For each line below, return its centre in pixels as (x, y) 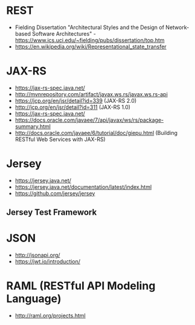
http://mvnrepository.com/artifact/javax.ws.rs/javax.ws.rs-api (91, 94)
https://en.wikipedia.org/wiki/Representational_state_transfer (91, 47)
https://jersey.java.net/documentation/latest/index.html (83, 187)
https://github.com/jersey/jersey (55, 193)
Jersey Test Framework (52, 212)
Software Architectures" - (64, 33)
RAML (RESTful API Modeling (81, 286)
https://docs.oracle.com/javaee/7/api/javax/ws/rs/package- (89, 120)
